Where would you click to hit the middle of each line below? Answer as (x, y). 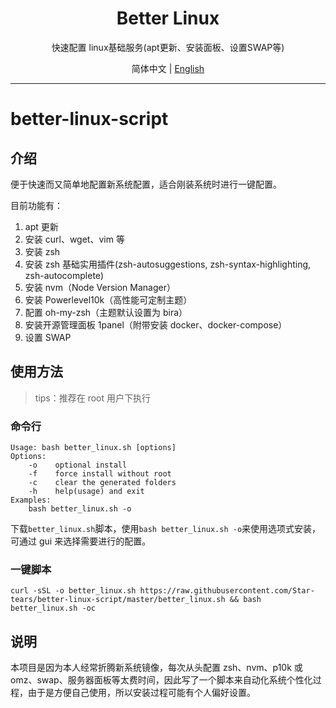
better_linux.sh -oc (53, 608)
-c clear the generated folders (102, 483)
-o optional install (78, 465)
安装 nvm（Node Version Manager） (100, 287)
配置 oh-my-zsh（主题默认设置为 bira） (106, 312)
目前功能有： (36, 205)
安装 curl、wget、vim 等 (74, 239)
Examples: (31, 500)
